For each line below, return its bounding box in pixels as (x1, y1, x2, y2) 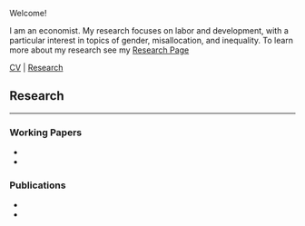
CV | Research (9, 63, 64, 73)
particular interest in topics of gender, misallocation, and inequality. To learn (9, 35, 293, 45)
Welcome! (9, 8, 47, 18)
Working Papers (9, 126, 83, 139)
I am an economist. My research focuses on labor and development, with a (9, 25, 289, 35)
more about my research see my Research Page (9, 44, 190, 55)
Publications (9, 179, 66, 192)
